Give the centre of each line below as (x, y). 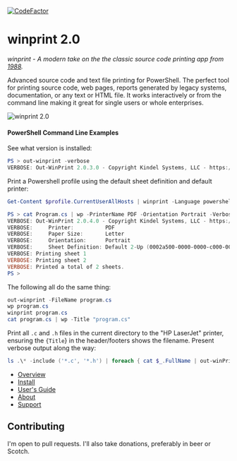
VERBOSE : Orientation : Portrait (69, 241)
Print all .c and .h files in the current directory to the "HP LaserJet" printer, (116, 333)
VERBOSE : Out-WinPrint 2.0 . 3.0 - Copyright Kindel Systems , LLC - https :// (121, 168)
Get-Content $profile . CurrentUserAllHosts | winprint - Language (104, 201)
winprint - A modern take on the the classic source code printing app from (116, 59)
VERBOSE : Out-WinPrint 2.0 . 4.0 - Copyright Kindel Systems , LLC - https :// (121, 221)
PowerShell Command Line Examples (63, 132)
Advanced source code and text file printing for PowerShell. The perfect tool (118, 80)
